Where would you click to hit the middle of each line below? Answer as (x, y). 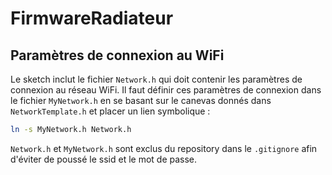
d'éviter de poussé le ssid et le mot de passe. (104, 159)
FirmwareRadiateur (92, 18)
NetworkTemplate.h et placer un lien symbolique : (110, 111)
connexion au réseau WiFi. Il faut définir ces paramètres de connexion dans (166, 90)
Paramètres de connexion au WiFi (117, 55)
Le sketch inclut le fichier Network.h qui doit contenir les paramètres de (156, 79)
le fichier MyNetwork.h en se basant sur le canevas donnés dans (141, 100)
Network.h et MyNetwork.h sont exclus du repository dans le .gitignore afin (164, 148)
